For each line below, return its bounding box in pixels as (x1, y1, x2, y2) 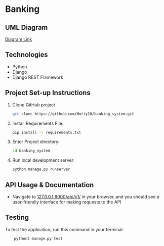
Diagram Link (5, 36, 32, 42)
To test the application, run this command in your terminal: (5, 226, 124, 232)
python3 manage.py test (14, 236, 63, 241)
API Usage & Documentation (5, 181, 94, 189)
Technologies (5, 50, 48, 59)
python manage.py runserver (12, 167, 70, 172)
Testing (5, 213, 29, 222)
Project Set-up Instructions (5, 89, 90, 97)
